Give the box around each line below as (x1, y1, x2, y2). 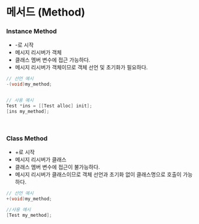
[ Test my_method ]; (6, 212, 52, 218)
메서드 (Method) (6, 5, 86, 19)
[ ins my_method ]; (6, 108, 50, 114)
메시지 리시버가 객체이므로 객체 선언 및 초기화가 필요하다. (14, 64, 148, 71)
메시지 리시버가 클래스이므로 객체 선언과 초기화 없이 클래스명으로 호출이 (14, 171, 182, 178)
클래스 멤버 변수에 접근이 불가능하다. (14, 164, 100, 171)
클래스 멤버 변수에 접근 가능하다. (14, 56, 91, 63)
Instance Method (6, 27, 57, 36)
